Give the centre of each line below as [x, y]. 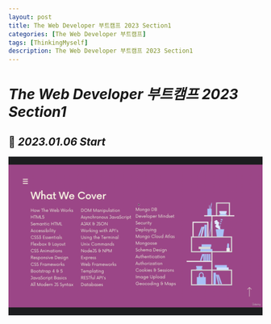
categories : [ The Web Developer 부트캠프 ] [77, 34]
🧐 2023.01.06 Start [57, 141]
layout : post [30, 17]
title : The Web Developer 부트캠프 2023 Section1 [90, 25]
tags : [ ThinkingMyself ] [48, 43]
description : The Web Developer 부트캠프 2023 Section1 [101, 51]
